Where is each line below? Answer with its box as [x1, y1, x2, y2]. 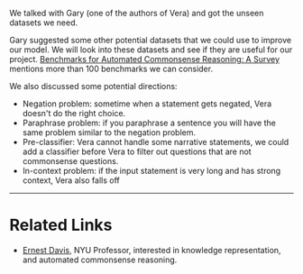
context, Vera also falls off [22, 175, 120, 186]
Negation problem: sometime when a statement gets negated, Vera [22, 98, 272, 109]
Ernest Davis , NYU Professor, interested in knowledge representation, [22, 244, 281, 255]
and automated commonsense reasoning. [22, 254, 178, 265]
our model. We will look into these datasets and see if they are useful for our [9, 44, 293, 55]
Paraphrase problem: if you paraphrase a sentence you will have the [22, 117, 277, 128]
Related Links [9, 215, 113, 235]
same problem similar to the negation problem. [22, 127, 197, 138]
